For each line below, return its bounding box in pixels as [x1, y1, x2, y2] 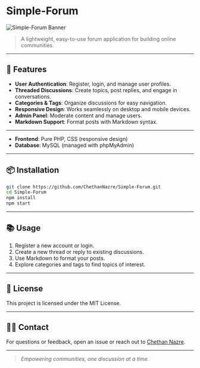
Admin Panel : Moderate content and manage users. [14, 112, 142, 119]
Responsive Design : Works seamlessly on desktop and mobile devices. [14, 105, 191, 112]
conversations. [14, 93, 52, 100]
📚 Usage [6, 223, 41, 233]
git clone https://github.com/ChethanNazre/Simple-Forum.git [6, 184, 161, 190]
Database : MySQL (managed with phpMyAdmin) [14, 141, 135, 149]
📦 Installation [6, 165, 60, 175]
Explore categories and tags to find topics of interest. [14, 260, 146, 268]
